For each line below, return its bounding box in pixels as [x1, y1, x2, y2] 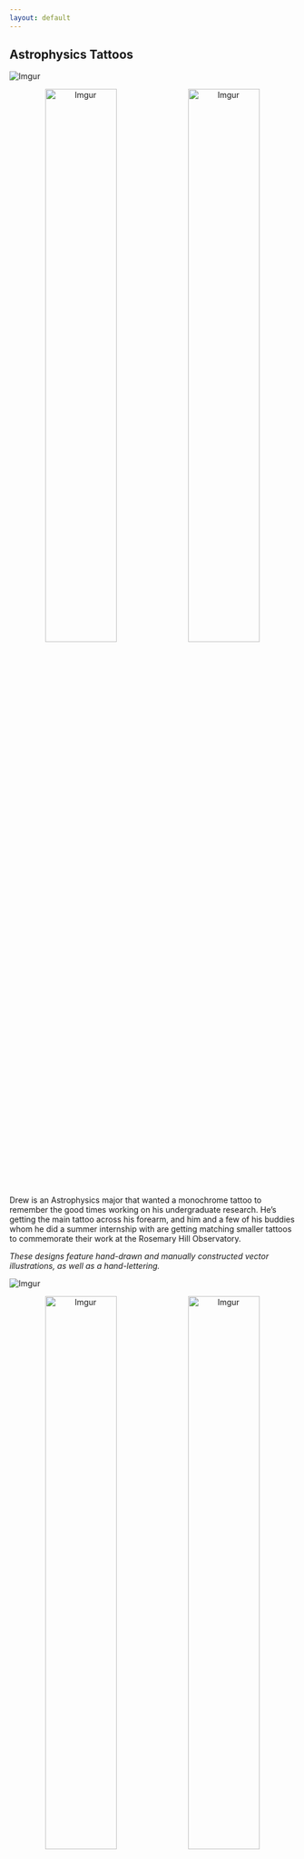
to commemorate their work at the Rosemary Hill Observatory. [9, 1234, 242, 1244]
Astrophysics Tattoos [9, 47, 134, 63]
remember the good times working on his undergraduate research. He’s [9, 1205, 277, 1215]
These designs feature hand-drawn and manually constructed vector [9, 1251, 270, 1262]
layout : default [9, 13, 71, 23]
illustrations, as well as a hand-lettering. [9, 1261, 161, 1272]
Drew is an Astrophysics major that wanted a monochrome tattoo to [9, 1195, 262, 1205]
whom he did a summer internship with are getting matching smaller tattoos [9, 1224, 292, 1234]
